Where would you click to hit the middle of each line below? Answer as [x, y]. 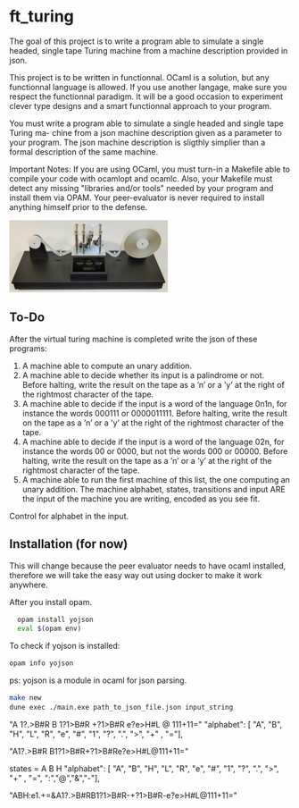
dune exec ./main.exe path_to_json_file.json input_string [121, 708]
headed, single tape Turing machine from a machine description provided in [149, 50]
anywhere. [29, 585]
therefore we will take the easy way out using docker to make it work [136, 575]
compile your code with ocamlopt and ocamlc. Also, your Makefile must [141, 178]
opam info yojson [42, 663]
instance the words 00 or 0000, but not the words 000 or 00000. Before [155, 451]
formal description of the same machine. [84, 151]
